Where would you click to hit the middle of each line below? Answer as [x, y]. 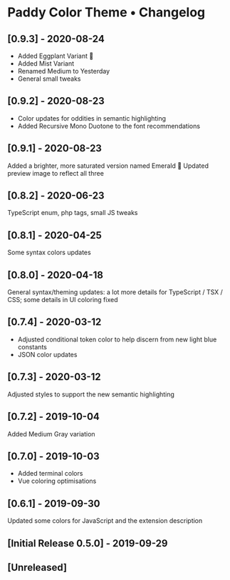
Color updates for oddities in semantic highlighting [92, 118]
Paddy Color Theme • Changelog [106, 12]
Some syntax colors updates [49, 252]
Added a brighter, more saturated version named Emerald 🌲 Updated [108, 166]
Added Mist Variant [46, 64]
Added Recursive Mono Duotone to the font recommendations [109, 126]
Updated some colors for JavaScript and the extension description [105, 521]
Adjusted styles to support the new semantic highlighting [91, 394]
